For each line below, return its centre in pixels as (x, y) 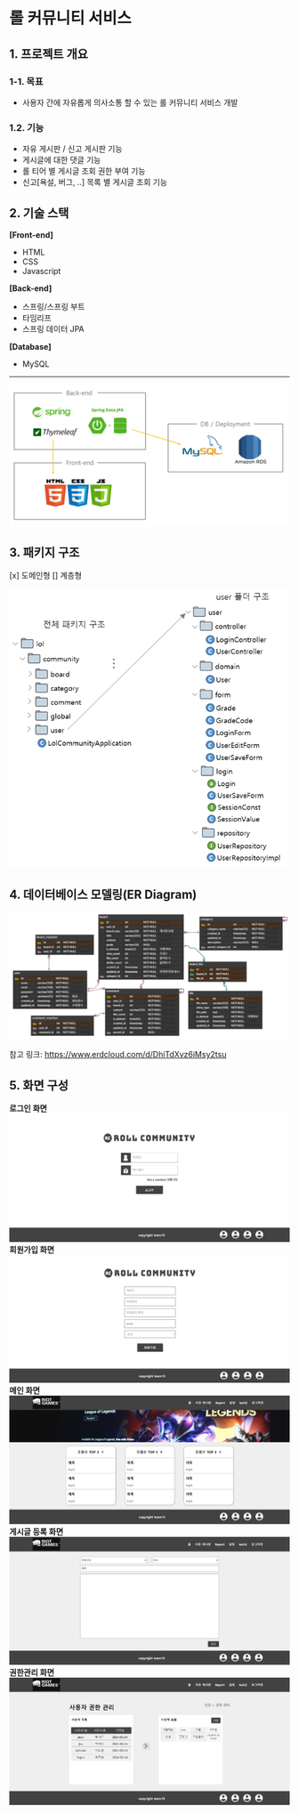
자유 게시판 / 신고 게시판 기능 (72, 149)
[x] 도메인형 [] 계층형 (46, 576)
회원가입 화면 (32, 1249)
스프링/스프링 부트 (53, 306)
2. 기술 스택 (39, 213)
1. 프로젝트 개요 (49, 54)
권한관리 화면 (32, 1672)
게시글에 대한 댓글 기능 (61, 160)
